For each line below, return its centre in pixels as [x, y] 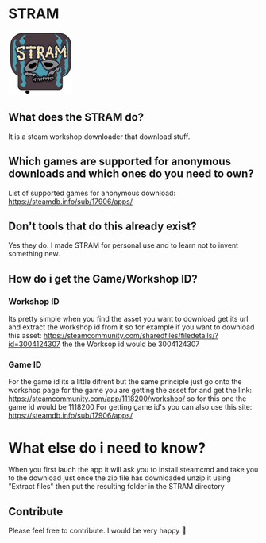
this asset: [25, 336]
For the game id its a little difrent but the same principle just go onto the [125, 382]
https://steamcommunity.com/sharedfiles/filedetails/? [131, 336]
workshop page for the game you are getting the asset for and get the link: [130, 391]
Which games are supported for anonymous [120, 162]
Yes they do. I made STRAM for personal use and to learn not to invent [123, 245]
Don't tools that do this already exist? [102, 226]
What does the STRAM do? [76, 117]
